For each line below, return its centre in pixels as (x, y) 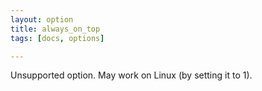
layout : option (42, 19)
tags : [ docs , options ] (57, 38)
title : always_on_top (55, 29)
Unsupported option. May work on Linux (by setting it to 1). (131, 75)
